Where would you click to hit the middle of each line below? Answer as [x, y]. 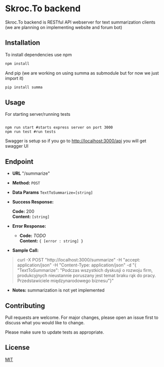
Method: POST [26, 183]
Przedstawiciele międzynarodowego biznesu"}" [65, 281]
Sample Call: [25, 250]
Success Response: [33, 202]
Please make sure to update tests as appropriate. [55, 332]
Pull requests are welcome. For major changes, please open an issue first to [82, 317]
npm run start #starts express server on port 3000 [59, 128]
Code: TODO [33, 236]
